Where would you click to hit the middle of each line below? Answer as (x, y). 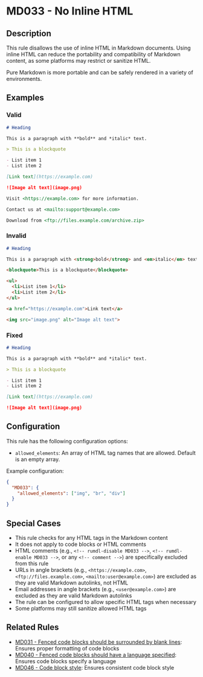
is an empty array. (37, 459)
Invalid (16, 236)
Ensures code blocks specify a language (66, 661)
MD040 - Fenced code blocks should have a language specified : (96, 655)
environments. (24, 79)
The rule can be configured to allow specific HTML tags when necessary (105, 602)
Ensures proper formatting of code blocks (67, 648)
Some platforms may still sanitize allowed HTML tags (81, 609)
